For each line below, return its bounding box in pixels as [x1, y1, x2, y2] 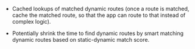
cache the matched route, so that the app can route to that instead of [12, 11, 186, 19]
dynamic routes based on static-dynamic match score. [12, 36, 150, 43]
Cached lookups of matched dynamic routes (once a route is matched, [12, 5, 190, 12]
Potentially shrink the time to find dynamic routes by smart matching [12, 30, 184, 37]
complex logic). [12, 18, 51, 25]
